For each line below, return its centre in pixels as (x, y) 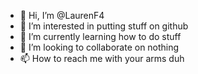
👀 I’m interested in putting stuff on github (104, 26)
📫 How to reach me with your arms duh (102, 58)
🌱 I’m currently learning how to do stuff (100, 36)
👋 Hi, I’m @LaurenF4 (62, 15)
